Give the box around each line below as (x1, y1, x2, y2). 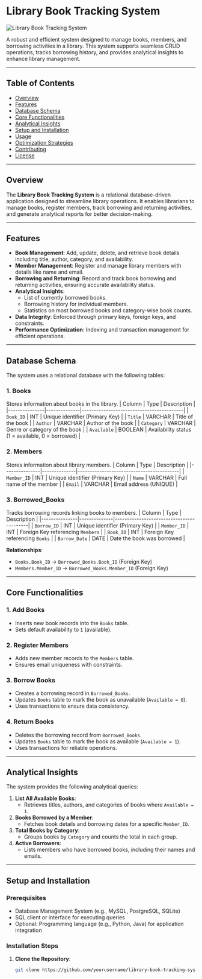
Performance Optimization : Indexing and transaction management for (14, 326, 190, 333)
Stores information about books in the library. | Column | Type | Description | (6, 400, 195, 408)
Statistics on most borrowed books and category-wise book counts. (23, 307, 192, 314)
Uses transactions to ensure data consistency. (14, 702, 130, 710)
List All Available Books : (14, 795, 76, 802)
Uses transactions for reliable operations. (14, 744, 117, 751)
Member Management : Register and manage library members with (14, 262, 182, 269)
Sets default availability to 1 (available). (14, 626, 112, 633)
